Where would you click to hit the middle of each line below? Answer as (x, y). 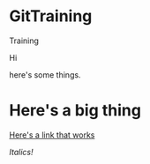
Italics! (21, 152)
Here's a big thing (75, 111)
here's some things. (45, 75)
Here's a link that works (52, 135)
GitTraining (51, 16)
